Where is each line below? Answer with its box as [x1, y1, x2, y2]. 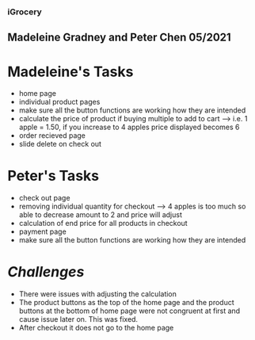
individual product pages [18, 97, 101, 107]
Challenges [7, 263, 85, 281]
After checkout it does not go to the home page [18, 323, 174, 333]
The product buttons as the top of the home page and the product [18, 298, 234, 308]
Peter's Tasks [7, 167, 100, 185]
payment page [18, 227, 67, 236]
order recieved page [18, 131, 86, 140]
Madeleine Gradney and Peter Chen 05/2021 [7, 31, 231, 44]
